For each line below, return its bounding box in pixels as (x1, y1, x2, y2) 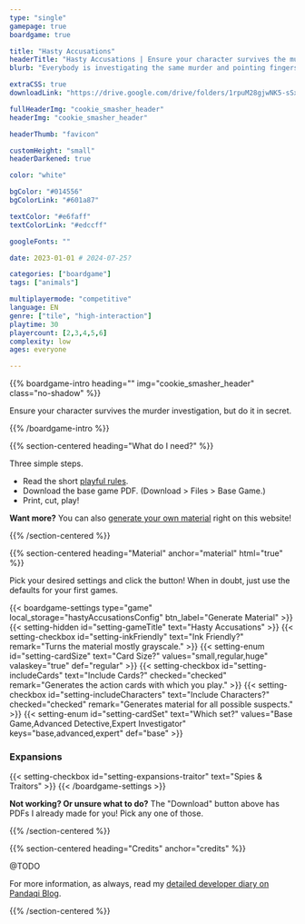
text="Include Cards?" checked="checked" (64, 670, 227, 681)
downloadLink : (9, 88, 64, 97)
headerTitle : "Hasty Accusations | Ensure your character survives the (9, 55, 286, 65)
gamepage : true (9, 22, 67, 31)
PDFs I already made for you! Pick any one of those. (9, 808, 204, 819)
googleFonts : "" (9, 237, 71, 246)
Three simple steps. (9, 458, 84, 469)
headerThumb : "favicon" (9, 129, 100, 139)
